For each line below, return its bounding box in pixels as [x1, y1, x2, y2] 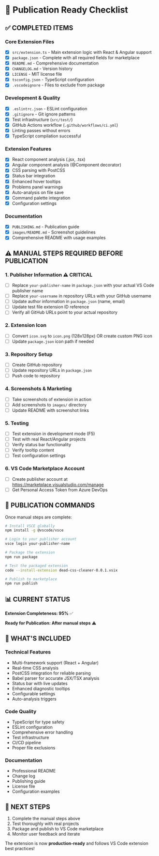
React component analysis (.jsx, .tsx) [12, 156, 86, 162]
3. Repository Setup [5, 351, 53, 357]
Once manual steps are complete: [5, 514, 72, 520]
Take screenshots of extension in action [12, 396, 92, 402]
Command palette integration [12, 195, 71, 201]
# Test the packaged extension [5, 563, 68, 568]
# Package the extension [5, 550, 55, 555]
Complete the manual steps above [12, 816, 81, 822]
